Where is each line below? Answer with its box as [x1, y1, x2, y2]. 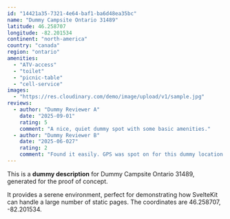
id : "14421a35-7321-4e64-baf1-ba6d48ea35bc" [7, 10, 137, 17]
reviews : [7, 100, 32, 107]
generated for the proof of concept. [7, 177, 108, 185]
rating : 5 [19, 118, 48, 126]
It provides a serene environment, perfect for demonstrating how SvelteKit [7, 190, 218, 198]
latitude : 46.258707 [7, 23, 67, 30]
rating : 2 [19, 145, 48, 152]
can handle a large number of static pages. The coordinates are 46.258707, [7, 198, 221, 206]
